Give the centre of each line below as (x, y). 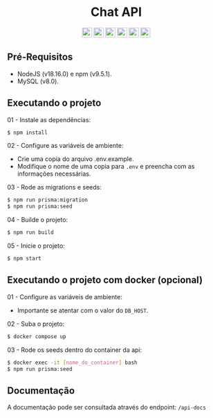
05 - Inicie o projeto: (36, 246)
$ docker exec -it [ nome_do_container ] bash (72, 362)
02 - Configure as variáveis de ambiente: (65, 146)
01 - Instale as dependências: (49, 119)
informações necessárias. (54, 174)
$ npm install (28, 133)
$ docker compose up (37, 336)
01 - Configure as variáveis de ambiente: (65, 296)
